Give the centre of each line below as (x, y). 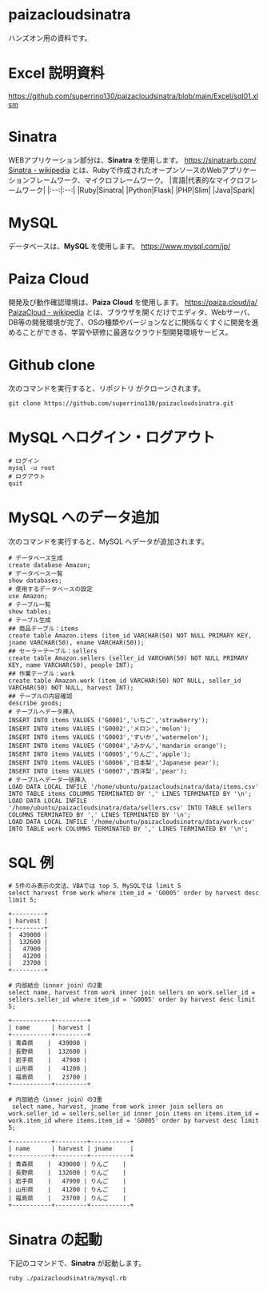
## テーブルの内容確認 (40, 696)
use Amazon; (28, 596)
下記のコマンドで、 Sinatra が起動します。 (77, 1264)
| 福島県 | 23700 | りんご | (67, 1199)
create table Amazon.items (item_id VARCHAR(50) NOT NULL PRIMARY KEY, (130, 635)
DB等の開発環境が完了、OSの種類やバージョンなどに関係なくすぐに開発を (130, 322)
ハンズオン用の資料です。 (50, 38)
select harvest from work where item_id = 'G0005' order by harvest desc (134, 893)
